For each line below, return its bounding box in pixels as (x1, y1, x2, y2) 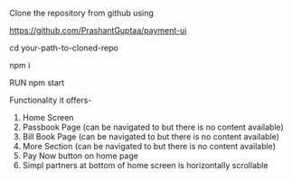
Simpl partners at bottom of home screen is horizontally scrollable (22, 160, 268, 170)
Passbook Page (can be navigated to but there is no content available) (22, 121, 285, 132)
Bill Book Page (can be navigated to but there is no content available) (22, 131, 280, 142)
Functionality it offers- (9, 94, 92, 105)
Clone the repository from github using (9, 8, 154, 18)
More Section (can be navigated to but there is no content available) (22, 141, 276, 151)
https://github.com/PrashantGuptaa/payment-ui (9, 25, 187, 35)
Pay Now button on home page (22, 150, 138, 161)
